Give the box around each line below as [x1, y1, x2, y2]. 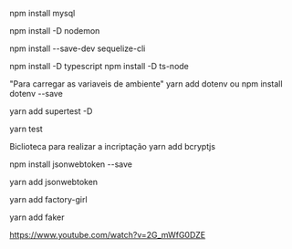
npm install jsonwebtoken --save [9, 159, 132, 170]
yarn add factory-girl [9, 194, 89, 204]
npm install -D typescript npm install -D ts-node [9, 61, 190, 71]
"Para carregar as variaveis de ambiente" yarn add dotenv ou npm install [9, 78, 283, 89]
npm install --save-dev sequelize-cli [9, 43, 146, 54]
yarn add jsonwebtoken [9, 177, 99, 187]
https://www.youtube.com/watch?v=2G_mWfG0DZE [9, 230, 206, 240]
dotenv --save [9, 88, 64, 99]
